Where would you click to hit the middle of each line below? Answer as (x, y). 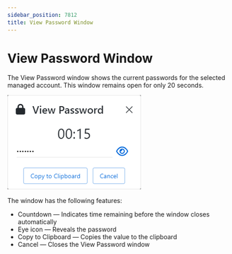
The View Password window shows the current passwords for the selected (116, 78)
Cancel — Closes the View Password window (83, 245)
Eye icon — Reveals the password (67, 229)
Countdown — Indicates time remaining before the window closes (114, 214)
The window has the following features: (65, 201)
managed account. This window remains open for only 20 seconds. (105, 86)
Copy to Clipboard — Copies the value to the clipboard (97, 237)
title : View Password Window (50, 22)
